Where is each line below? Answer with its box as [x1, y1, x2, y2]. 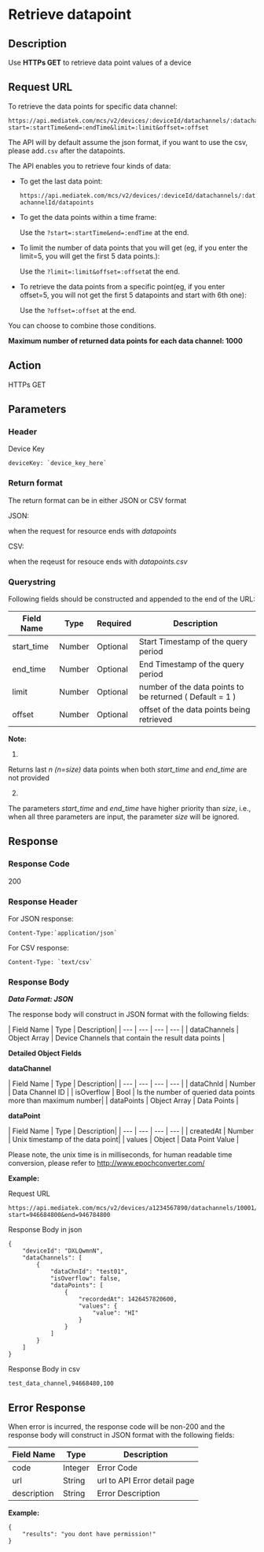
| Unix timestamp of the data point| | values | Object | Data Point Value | [8, 1135, 240, 1144]
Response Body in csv [8, 1364, 80, 1374]
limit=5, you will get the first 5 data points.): [19, 251, 160, 261]
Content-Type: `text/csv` [8, 958, 93, 966]
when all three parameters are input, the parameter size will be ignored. [8, 812, 240, 821]
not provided [8, 772, 49, 782]
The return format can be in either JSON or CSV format [8, 495, 187, 505]
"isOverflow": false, [49, 1275, 122, 1282]
